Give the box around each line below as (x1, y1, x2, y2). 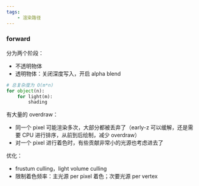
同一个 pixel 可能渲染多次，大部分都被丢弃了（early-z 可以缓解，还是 (15, 124, 189, 131)
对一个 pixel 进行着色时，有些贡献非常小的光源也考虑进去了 (15, 139, 164, 146)
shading (28, 99, 47, 106)
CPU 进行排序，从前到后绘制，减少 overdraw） (22, 132, 141, 139)
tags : (6, 9, 20, 15)
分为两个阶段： (6, 49, 44, 57)
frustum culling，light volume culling (15, 165, 107, 173)
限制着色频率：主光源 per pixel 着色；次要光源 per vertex (15, 173, 158, 180)
